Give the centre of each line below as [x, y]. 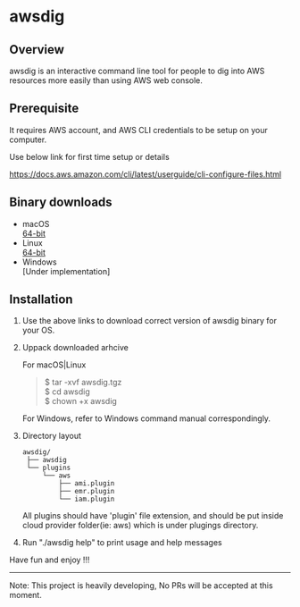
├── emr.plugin [87, 492]
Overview [37, 50]
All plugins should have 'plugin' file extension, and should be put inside [153, 516]
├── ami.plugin [87, 484]
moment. [25, 595]
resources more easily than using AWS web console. [106, 80]
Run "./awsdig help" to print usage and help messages [122, 543]
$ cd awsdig [67, 392]
